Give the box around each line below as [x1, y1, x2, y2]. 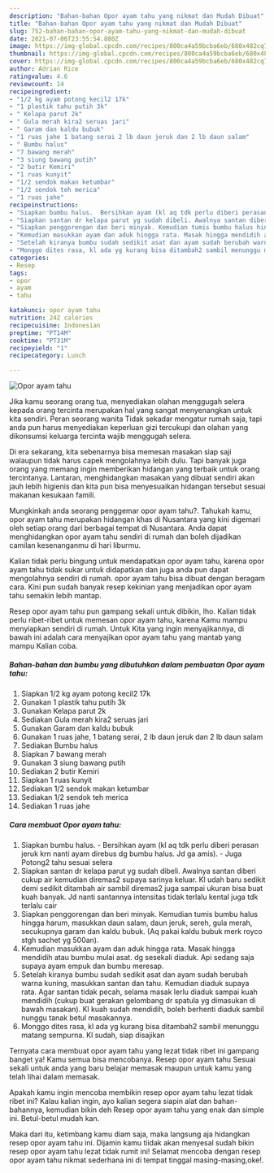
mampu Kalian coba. [9, 641, 78, 651]
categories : [9, 254, 50, 262]
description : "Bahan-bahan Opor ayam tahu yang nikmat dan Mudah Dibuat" [9, 11, 265, 20]
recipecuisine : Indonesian [9, 321, 101, 329]
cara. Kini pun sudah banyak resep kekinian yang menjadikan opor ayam [9, 582, 252, 592]
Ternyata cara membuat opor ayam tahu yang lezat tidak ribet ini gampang [9, 1046, 259, 1056]
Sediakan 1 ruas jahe [20, 802, 90, 811]
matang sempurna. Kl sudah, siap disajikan [20, 1030, 165, 1040]
